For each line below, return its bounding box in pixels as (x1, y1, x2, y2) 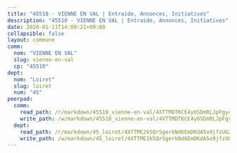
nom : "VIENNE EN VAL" (13, 50, 78, 57)
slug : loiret (13, 82, 52, 90)
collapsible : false (7, 30, 65, 37)
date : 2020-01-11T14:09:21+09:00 (7, 23, 106, 30)
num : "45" (13, 89, 42, 96)
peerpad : (7, 96, 33, 103)
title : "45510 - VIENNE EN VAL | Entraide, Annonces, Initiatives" (7, 10, 210, 18)
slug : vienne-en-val (13, 56, 74, 63)
